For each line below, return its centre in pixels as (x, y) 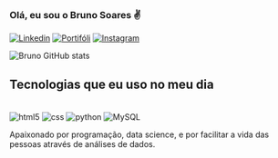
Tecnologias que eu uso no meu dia (112, 84)
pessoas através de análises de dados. (82, 143)
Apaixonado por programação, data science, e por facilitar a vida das (139, 134)
